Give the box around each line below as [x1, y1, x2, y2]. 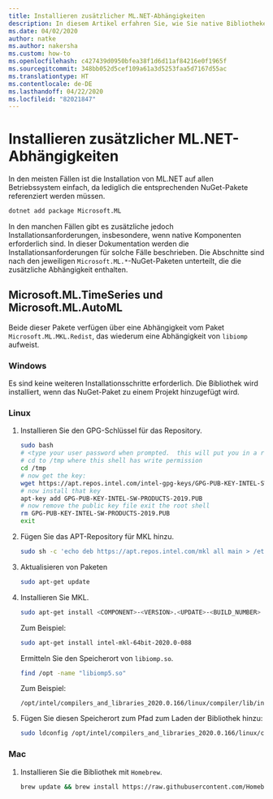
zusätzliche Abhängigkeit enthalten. [8, 265, 128, 274]
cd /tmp [19, 464, 46, 473]
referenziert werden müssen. [8, 192, 106, 201]
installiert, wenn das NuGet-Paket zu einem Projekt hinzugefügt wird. [8, 387, 240, 397]
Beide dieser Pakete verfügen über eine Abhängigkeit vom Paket [8, 322, 225, 332]
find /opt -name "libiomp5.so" [19, 669, 127, 677]
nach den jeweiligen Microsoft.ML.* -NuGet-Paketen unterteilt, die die [8, 257, 242, 266]
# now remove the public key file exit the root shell [19, 502, 210, 510]
